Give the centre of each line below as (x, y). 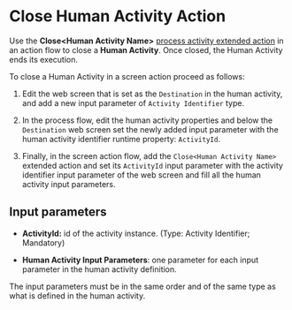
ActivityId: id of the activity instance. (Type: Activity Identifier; (136, 233)
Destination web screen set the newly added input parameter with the (150, 129)
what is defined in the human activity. (77, 295)
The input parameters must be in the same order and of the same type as (142, 286)
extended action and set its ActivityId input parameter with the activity (152, 165)
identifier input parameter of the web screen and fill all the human (141, 175)
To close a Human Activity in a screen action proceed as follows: (127, 76)
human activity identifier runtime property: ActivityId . (121, 139)
